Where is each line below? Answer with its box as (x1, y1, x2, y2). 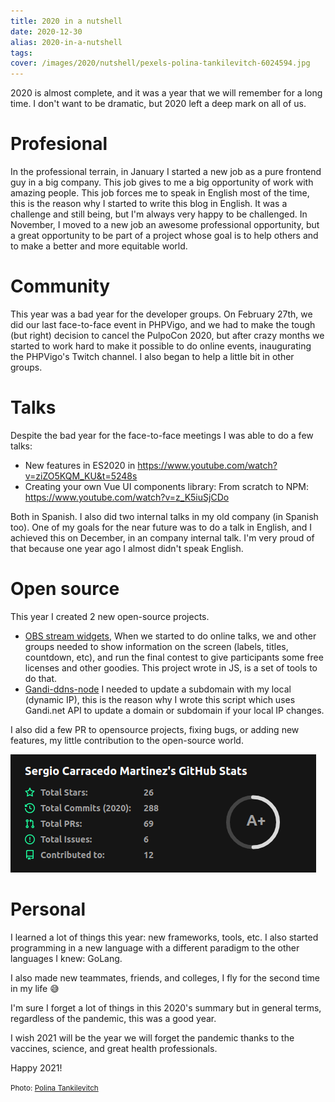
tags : (10, 48, 33, 58)
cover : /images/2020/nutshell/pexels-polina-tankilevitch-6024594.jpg (10, 58, 311, 69)
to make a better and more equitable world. (10, 240, 188, 252)
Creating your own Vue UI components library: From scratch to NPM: (24, 480, 309, 492)
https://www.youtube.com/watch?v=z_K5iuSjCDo (24, 491, 230, 503)
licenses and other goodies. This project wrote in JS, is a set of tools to (24, 661, 318, 674)
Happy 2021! (10, 1061, 63, 1074)
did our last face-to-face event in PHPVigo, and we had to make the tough (10, 319, 316, 330)
